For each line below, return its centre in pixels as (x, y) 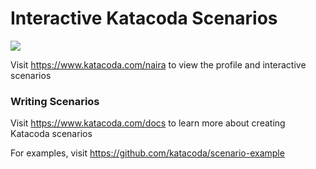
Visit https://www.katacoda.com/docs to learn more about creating (148, 123)
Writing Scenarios (55, 101)
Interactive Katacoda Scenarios (144, 18)
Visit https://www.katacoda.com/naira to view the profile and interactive (158, 64)
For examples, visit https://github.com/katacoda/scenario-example (147, 153)
